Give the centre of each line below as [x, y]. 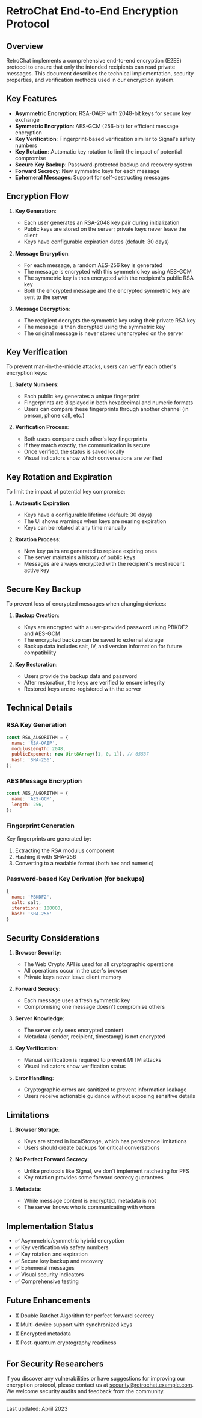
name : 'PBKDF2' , [32, 897]
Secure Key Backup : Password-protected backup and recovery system [103, 165]
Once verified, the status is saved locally [74, 452]
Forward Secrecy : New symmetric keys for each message [87, 171]
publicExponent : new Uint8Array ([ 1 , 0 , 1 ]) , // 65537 [80, 754]
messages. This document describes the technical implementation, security [100, 73]
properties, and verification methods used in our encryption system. [90, 80]
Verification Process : [42, 427]
